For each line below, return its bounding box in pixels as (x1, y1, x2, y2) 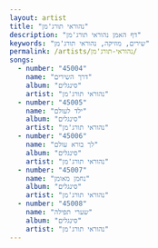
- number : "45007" (17, 165, 88, 174)
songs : (9, 55, 35, 64)
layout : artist (9, 13, 67, 23)
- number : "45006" (17, 132, 88, 141)
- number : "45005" (17, 97, 88, 107)
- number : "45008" (17, 199, 88, 209)
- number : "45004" (17, 64, 88, 74)
